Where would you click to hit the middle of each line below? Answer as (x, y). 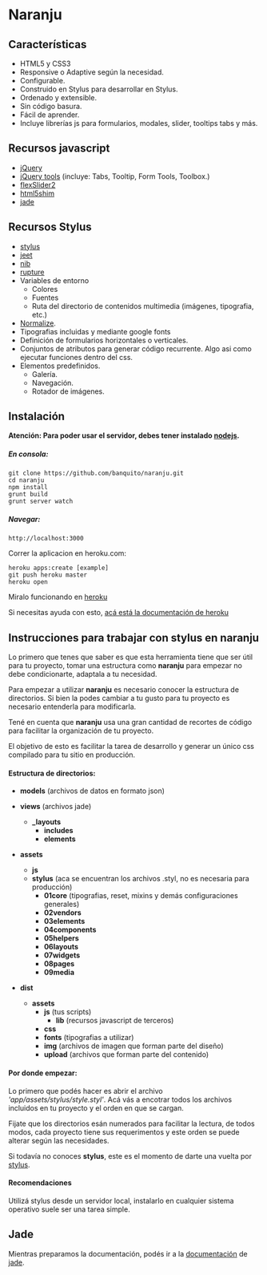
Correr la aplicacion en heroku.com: (67, 553)
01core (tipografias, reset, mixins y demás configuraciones (141, 896)
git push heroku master (48, 575)
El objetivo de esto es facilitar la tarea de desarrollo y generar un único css (131, 747)
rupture (32, 272)
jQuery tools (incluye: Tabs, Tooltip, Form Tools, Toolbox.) (115, 176)
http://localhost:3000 (46, 539)
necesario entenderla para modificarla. (72, 706)
